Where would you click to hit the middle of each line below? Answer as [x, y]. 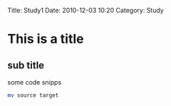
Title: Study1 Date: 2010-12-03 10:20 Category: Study [85, 10]
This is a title [46, 39]
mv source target [33, 95]
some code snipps [35, 82]
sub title [26, 65]
